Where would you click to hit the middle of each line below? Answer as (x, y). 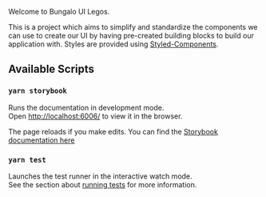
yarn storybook (38, 91)
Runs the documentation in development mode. (86, 107)
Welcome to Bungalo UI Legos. (59, 12)
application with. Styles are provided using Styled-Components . (113, 44)
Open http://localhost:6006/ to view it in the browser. (95, 116)
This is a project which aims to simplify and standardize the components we (133, 27)
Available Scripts (51, 69)
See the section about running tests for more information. (103, 184)
